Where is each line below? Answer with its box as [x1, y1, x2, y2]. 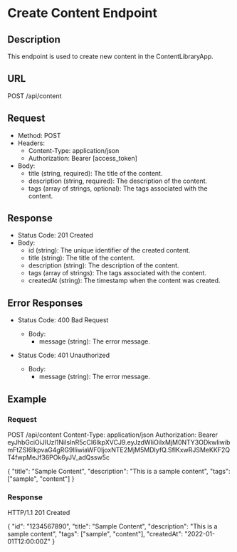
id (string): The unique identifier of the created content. [28, 246, 191, 255]
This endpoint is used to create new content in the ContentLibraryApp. [7, 52, 214, 60]
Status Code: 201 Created [17, 231, 94, 240]
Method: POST [17, 131, 61, 139]
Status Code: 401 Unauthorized [17, 351, 110, 360]
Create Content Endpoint [7, 5, 158, 21]
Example [7, 393, 47, 405]
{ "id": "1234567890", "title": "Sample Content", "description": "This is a [7, 522, 218, 531]
